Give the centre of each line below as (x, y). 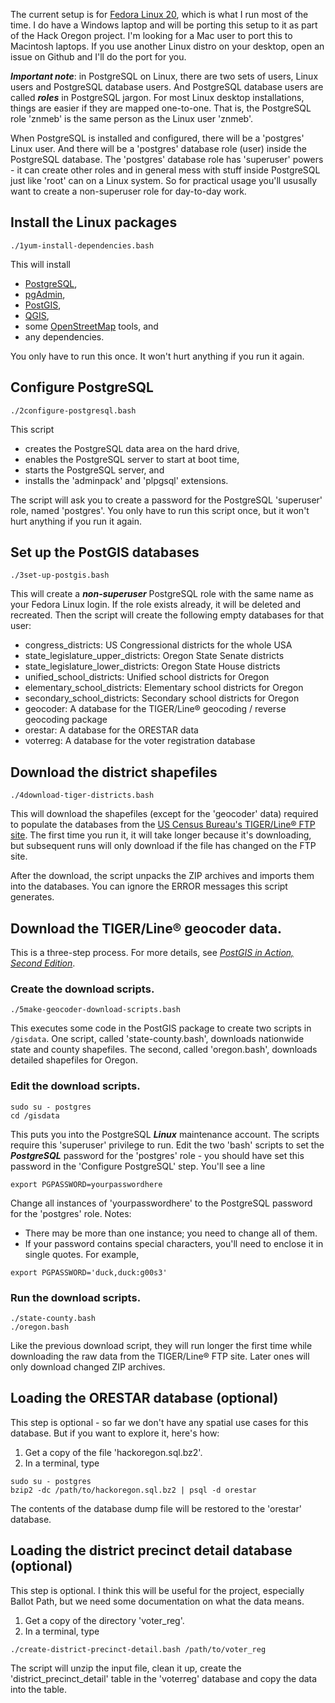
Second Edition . (43, 963)
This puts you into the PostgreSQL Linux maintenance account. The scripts (165, 1134)
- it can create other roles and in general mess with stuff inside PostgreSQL (165, 170)
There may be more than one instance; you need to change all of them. (171, 1233)
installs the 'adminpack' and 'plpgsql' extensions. (126, 480)
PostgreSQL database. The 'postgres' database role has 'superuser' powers (167, 159)
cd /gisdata (35, 1115)
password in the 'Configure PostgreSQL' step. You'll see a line (138, 1166)
